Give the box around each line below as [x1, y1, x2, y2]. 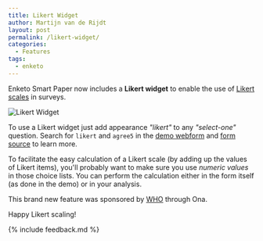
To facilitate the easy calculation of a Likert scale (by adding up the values [8, 154, 248, 164]
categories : [8, 41, 47, 49]
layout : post [8, 26, 51, 34]
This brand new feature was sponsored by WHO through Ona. [8, 194, 207, 203]
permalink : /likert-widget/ [8, 33, 100, 41]
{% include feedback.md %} [8, 225, 100, 234]
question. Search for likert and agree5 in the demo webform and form [8, 131, 236, 140]
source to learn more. [8, 138, 78, 149]
